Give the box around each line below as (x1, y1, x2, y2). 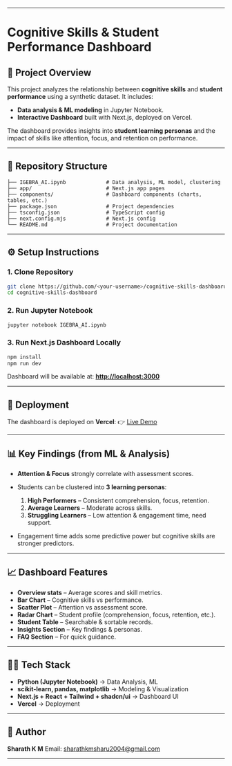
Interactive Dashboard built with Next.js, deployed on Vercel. (17, 113, 193, 121)
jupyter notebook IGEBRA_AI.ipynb (7, 321, 107, 329)
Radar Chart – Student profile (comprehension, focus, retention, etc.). (17, 610, 216, 619)
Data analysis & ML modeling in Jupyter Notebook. (17, 106, 164, 114)
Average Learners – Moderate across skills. (27, 504, 153, 512)
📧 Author (7, 726, 46, 738)
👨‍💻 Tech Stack (7, 659, 71, 671)
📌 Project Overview (7, 66, 92, 78)
